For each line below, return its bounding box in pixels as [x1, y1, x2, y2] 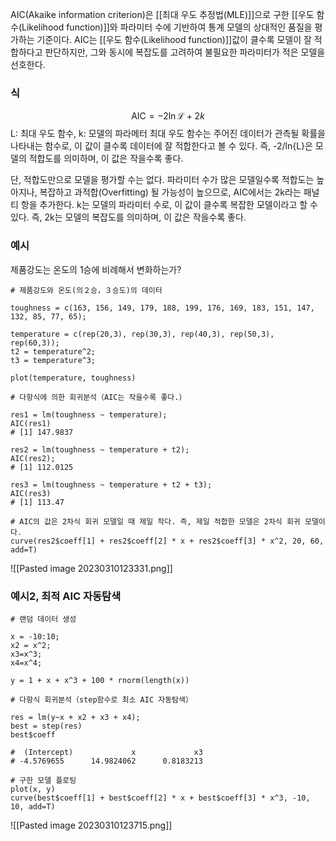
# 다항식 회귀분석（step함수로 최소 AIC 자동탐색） [10, 694, 193, 705]
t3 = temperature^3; [10, 355, 97, 365]
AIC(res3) [10, 488, 52, 498]
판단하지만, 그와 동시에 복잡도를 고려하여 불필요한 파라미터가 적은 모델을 [44, 46, 326, 58]
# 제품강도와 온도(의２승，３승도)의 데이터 [10, 285, 163, 295]
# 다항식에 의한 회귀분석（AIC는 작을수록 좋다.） [10, 392, 187, 402]
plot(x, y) [10, 784, 56, 794]
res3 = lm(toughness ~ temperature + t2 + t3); [10, 479, 213, 490]
